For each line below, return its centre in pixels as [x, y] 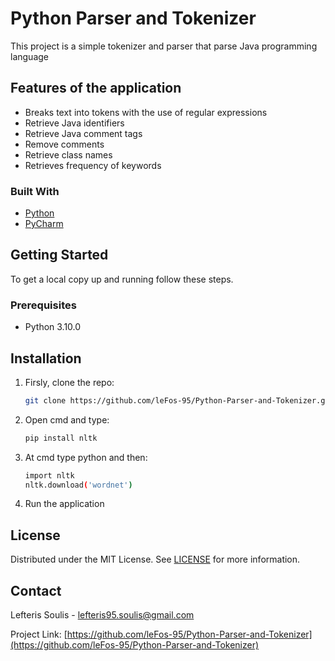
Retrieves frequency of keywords [93, 165]
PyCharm [44, 224]
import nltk [49, 475]
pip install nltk [61, 438]
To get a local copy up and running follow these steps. [122, 279]
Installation [46, 358]
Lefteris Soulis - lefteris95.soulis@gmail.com [102, 615]
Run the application [64, 504]
